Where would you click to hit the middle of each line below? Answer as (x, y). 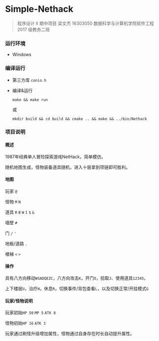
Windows (22, 55)
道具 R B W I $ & (20, 212)
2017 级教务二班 (33, 29)
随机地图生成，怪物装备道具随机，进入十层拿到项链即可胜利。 (68, 167)
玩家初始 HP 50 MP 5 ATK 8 (31, 313)
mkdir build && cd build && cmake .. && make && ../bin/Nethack (79, 119)
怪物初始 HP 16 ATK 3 (25, 323)
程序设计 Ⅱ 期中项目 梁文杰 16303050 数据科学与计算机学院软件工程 (85, 23)
